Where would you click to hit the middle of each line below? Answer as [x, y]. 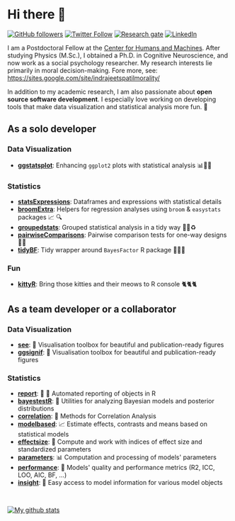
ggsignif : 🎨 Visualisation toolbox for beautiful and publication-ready [116, 352]
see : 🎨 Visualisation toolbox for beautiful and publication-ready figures [121, 344]
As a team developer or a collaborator [92, 309]
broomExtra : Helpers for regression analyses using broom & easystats [119, 209]
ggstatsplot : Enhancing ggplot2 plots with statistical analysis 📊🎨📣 [115, 165]
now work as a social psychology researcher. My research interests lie [110, 62]
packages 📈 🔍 [40, 217]
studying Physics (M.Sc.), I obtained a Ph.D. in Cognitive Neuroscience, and [118, 55]
